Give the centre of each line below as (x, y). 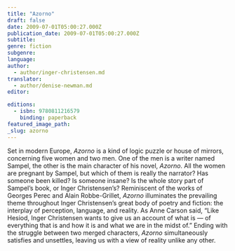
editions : (22, 105)
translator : (25, 79)
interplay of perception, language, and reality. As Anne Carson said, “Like (113, 210)
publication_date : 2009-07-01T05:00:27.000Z (73, 33)
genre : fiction (29, 46)
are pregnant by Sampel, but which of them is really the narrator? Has (108, 173)
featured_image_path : (39, 124)
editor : (19, 92)
